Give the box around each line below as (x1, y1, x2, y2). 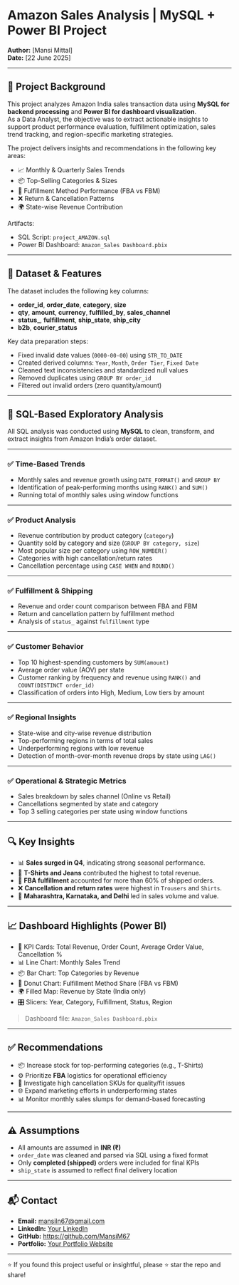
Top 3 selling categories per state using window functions (17, 807, 188, 816)
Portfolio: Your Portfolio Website (17, 1239, 114, 1248)
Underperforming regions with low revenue (17, 744, 144, 752)
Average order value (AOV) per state (17, 665, 124, 674)
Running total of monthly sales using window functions (17, 490, 179, 499)
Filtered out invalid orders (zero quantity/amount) (17, 381, 162, 390)
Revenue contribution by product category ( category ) (17, 531, 174, 539)
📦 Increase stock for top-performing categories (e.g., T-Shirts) (17, 1061, 204, 1069)
